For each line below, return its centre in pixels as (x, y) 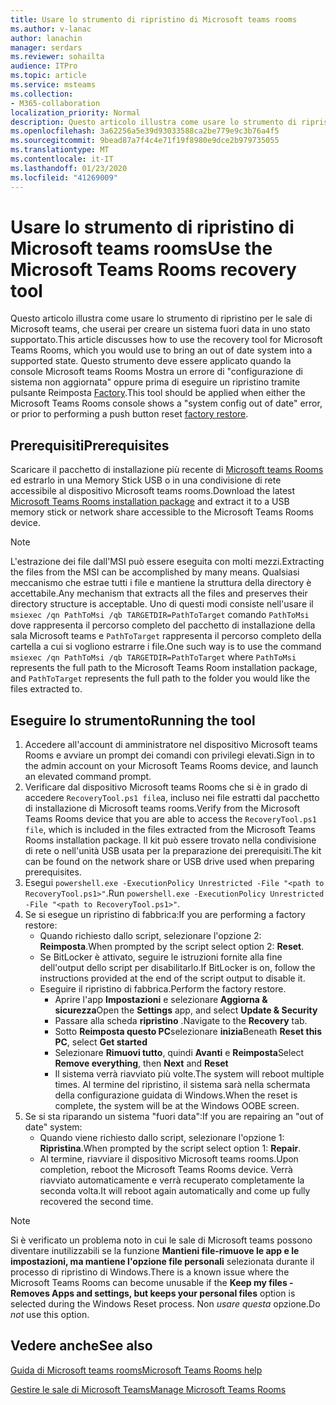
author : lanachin (46, 38)
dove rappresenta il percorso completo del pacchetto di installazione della (163, 625)
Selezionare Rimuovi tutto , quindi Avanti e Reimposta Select (179, 1053)
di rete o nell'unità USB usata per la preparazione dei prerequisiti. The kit (173, 851)
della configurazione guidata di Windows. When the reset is (176, 1095)
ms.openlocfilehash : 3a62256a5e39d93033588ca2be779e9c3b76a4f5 (145, 131)
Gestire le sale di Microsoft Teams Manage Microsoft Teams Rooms (148, 1389)
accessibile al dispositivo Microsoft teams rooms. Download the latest (153, 491)
